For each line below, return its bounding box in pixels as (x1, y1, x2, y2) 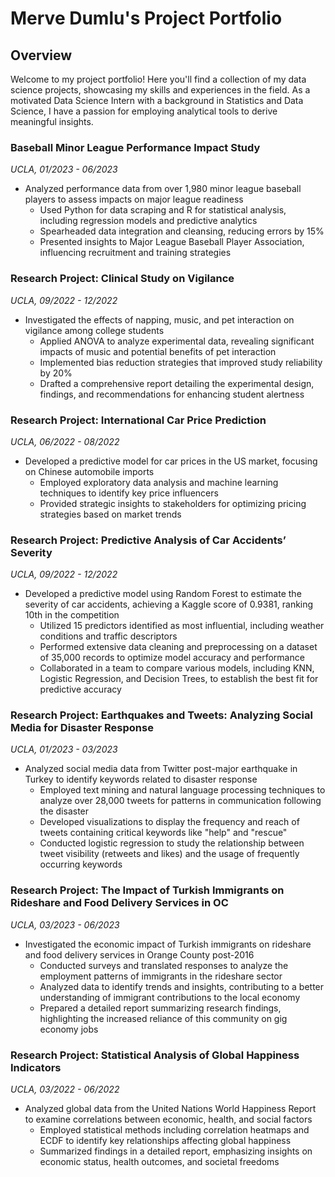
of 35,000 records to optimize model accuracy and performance (39, 652, 305, 664)
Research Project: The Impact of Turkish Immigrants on (10, 883, 285, 897)
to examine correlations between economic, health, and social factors (24, 1113, 313, 1126)
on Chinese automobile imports (24, 465, 155, 477)
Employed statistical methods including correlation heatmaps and (39, 1124, 310, 1136)
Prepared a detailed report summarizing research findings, (39, 1002, 282, 1014)
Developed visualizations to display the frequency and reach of (39, 816, 300, 828)
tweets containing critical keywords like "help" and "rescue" (39, 827, 288, 839)
